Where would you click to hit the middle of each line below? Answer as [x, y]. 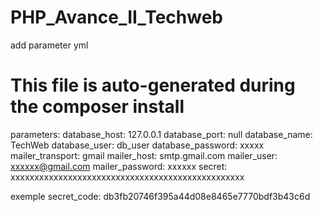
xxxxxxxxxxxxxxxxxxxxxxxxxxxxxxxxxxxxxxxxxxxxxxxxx [127, 177]
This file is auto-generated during [153, 85]
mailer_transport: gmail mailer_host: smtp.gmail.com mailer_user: [144, 155]
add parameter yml [49, 45]
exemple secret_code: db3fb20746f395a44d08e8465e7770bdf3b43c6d [160, 196]
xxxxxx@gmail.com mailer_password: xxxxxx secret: [119, 166]
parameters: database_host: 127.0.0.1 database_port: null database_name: [161, 134]
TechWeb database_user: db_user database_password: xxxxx [137, 145]
